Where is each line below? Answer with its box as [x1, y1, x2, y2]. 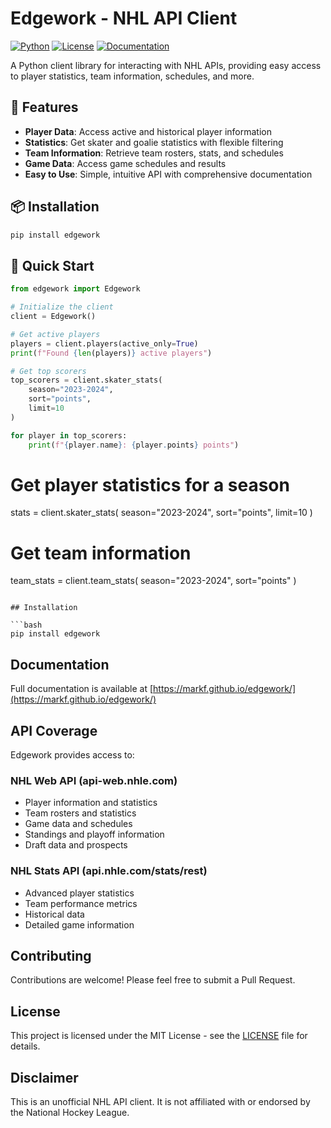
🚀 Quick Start [10, 257, 95, 274]
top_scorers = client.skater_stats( [10, 375, 163, 386]
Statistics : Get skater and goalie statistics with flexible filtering [24, 136, 284, 148]
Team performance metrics [24, 897, 138, 909]
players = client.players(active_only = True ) [10, 338, 199, 349]
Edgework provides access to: [10, 749, 135, 761]
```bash [10, 620, 43, 631]
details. [10, 1040, 41, 1052]
